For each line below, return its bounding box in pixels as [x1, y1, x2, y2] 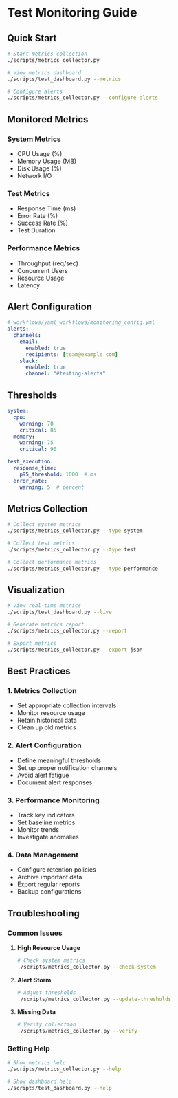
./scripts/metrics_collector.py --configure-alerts [7, 94, 158, 101]
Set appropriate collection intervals [16, 701, 117, 710]
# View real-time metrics [7, 602, 81, 609]
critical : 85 [19, 426, 57, 434]
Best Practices [7, 666, 71, 677]
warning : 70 [19, 420, 54, 427]
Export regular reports [16, 880, 80, 888]
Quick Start [7, 32, 57, 44]
